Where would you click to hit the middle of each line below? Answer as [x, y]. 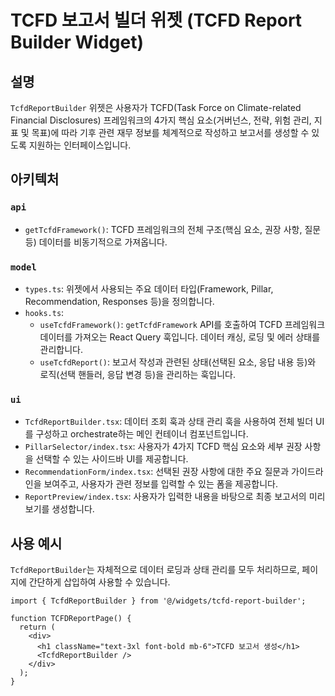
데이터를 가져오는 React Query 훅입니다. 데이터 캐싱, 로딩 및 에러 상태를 [180, 337]
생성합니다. [73, 509]
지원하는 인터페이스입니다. [80, 145]
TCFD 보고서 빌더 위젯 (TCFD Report [156, 20]
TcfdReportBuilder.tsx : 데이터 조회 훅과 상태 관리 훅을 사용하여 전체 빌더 [169, 422]
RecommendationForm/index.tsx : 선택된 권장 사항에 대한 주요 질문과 [157, 472]
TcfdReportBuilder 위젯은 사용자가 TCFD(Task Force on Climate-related [156, 107]
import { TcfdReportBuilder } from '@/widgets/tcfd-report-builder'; [158, 601]
